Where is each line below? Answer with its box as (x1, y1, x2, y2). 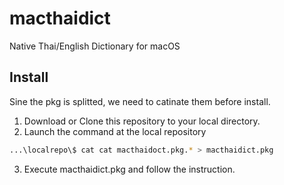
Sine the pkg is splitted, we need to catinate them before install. (9, 95, 271, 107)
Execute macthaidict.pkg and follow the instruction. (23, 163, 236, 175)
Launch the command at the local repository (23, 125, 207, 137)
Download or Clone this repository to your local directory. (23, 115, 261, 127)
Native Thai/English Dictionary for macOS (9, 40, 181, 52)
